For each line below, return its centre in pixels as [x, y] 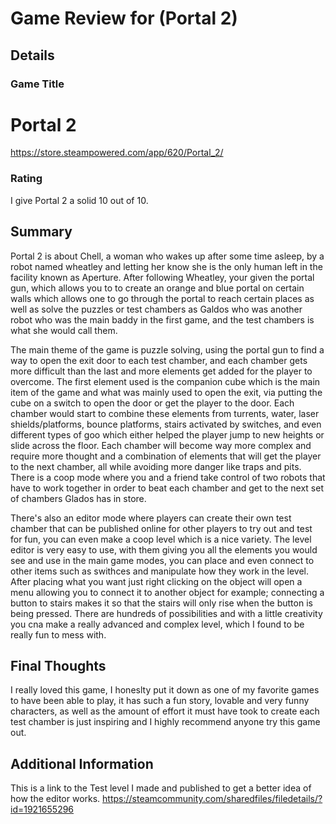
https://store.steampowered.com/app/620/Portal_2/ [117, 153]
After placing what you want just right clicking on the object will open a [156, 581]
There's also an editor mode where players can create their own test [151, 518]
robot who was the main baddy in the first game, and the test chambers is [162, 319]
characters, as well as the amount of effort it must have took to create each [165, 711]
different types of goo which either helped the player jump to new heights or [167, 434]
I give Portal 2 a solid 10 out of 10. [79, 200]
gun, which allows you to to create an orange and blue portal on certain [157, 288]
